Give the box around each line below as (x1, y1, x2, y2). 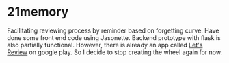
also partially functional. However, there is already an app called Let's (7, 41, 203, 49)
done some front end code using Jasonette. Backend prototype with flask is (7, 33, 221, 41)
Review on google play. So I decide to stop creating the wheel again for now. (7, 48, 222, 56)
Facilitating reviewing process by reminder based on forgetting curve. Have (7, 26, 219, 35)
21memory (7, 4, 69, 20)
